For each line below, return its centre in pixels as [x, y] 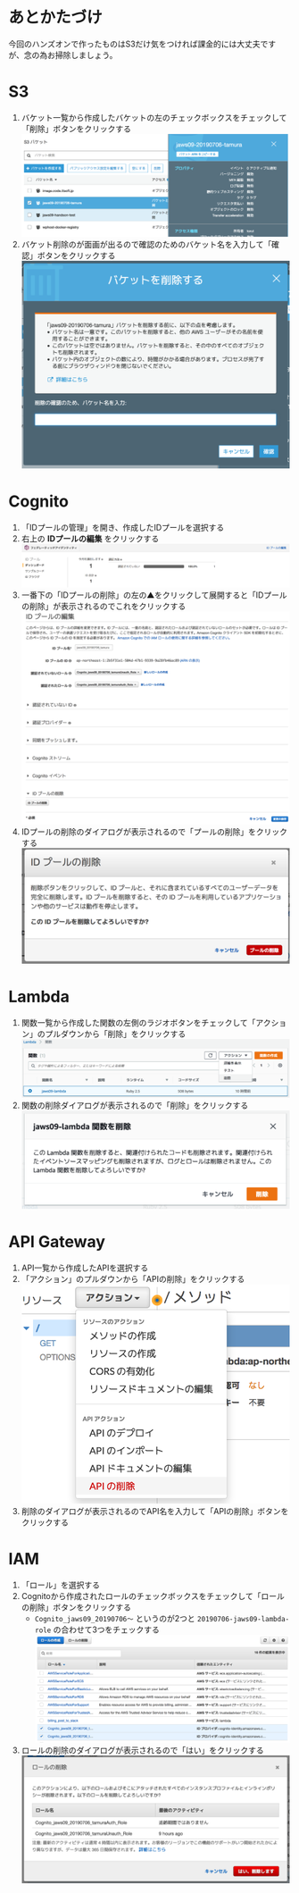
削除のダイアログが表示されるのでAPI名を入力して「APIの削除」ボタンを [155, 1511]
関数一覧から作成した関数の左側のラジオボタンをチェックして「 [138, 1022]
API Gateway [57, 1242]
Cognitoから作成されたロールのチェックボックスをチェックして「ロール [153, 1596]
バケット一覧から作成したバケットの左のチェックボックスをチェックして [154, 117]
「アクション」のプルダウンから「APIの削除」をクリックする [133, 1279]
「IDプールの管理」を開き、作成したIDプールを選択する [123, 527]
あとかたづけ [56, 17]
